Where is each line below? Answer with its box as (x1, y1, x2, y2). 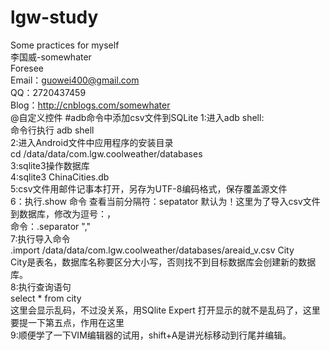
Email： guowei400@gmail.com (10, 74, 140, 86)
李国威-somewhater (10, 51, 92, 63)
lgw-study (10, 6, 99, 29)
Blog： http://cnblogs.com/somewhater (10, 99, 171, 111)
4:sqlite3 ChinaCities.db (10, 171, 110, 183)
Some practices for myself (10, 39, 120, 51)
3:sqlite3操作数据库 (10, 159, 90, 171)
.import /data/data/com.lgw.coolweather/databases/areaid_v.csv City (10, 244, 295, 256)
